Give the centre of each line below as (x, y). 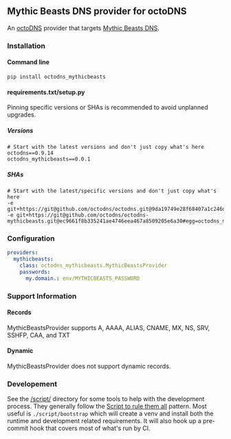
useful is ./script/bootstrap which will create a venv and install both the (110, 414)
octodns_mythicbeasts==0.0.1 (49, 159)
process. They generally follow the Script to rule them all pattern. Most (107, 407)
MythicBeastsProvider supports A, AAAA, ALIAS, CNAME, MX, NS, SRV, (109, 327)
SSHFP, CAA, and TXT (39, 335)
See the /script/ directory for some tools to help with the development (106, 399)
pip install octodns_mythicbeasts (57, 76)
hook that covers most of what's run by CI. (90, 428)
